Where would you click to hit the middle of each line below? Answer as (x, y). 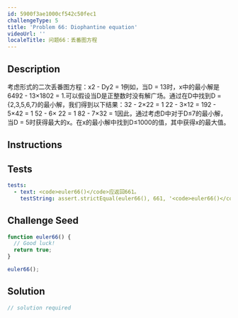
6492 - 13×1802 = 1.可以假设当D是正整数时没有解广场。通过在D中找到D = (114, 96)
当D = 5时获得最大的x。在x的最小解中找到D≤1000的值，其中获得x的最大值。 (119, 122)
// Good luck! (34, 244)
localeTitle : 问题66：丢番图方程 (52, 40)
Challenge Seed (43, 221)
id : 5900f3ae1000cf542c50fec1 (52, 14)
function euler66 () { (39, 237)
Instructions (35, 145)
